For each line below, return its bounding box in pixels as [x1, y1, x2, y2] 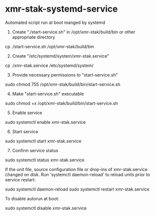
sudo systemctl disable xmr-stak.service [5, 205, 87, 211]
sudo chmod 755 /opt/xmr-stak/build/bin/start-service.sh [5, 81, 121, 87]
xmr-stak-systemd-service [5, 3, 118, 15]
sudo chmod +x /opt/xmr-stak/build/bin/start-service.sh [5, 100, 118, 106]
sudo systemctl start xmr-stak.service [5, 138, 82, 144]
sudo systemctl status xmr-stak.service [5, 157, 85, 163]
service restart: [5, 177, 36, 182]
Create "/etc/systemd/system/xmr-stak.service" [12, 53, 110, 59]
